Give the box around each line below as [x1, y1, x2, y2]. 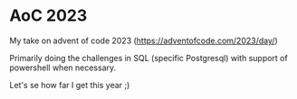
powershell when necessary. [9, 62, 117, 73]
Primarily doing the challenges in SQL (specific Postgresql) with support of [9, 52, 288, 63]
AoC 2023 [9, 5, 88, 26]
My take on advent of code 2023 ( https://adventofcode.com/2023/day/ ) [9, 35, 278, 46]
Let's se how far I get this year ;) [9, 79, 130, 90]
